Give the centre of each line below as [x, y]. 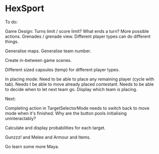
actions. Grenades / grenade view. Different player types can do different [78, 36]
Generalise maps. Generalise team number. [48, 51]
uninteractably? [21, 118]
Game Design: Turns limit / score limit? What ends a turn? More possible [77, 31]
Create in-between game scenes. [38, 60]
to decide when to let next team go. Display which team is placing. [71, 89]
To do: [11, 22]
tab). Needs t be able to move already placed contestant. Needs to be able [79, 84]
